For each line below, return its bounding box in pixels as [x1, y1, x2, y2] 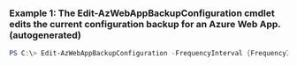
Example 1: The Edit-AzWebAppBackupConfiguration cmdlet [9, 7, 276, 19]
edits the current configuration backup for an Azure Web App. [9, 18, 281, 30]
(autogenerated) [9, 29, 82, 41]
